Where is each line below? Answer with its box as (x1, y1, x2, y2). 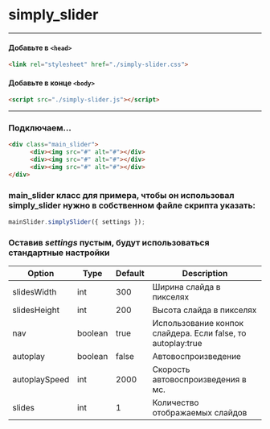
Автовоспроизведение (152, 351, 241, 362)
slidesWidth (12, 287, 57, 298)
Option (27, 268, 55, 279)
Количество (152, 397, 199, 408)
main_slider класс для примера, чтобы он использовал (8, 189, 235, 200)
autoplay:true (152, 338, 202, 349)
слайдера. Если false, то (152, 328, 247, 339)
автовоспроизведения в (152, 374, 247, 386)
